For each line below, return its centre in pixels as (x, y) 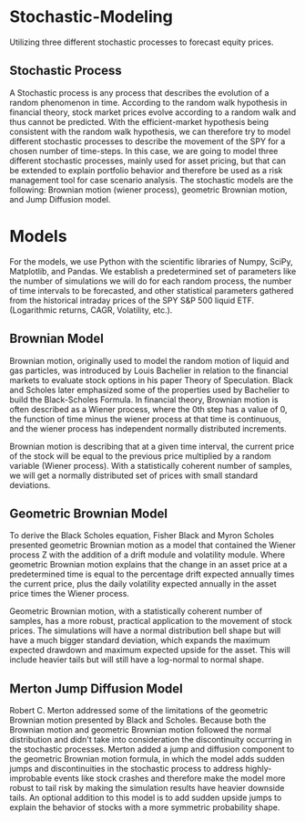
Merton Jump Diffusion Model (97, 688)
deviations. (30, 484)
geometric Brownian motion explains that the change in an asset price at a (148, 565)
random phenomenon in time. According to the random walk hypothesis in (148, 102)
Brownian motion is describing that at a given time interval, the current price (152, 446)
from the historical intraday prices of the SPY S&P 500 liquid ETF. (132, 300)
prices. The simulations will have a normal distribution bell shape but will (145, 630)
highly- (259, 769)
